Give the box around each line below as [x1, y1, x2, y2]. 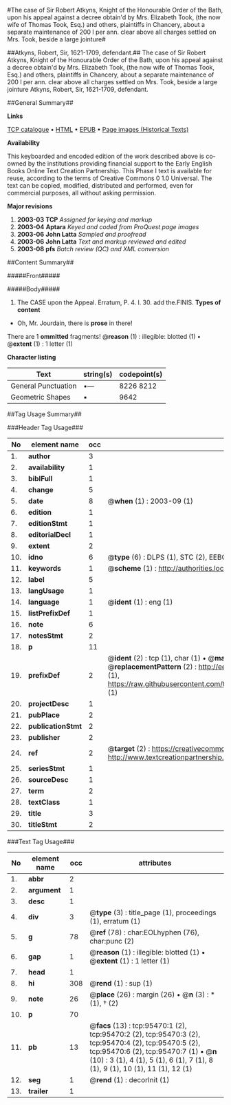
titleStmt [28, 820, 57, 829]
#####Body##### [7, 285, 60, 293]
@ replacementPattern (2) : [107, 662, 197, 672]
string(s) [83, 369, 113, 379]
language [28, 597, 60, 607]
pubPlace [28, 710, 60, 720]
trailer [28, 1086, 49, 1096]
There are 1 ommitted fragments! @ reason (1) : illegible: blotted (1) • [7, 333, 201, 340]
